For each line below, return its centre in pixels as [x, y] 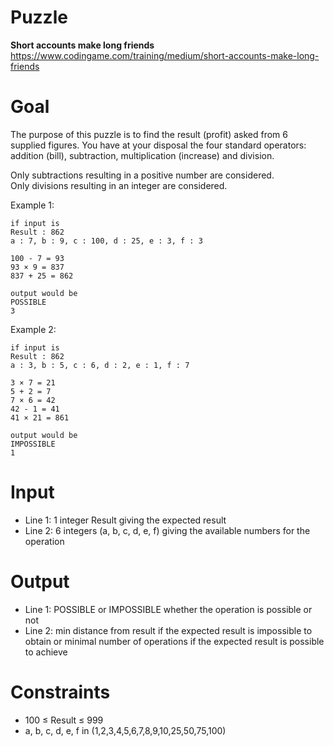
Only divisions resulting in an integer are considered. [119, 185]
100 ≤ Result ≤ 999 [64, 720]
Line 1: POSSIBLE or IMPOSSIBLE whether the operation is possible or [168, 609]
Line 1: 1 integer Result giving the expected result [125, 520]
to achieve [46, 652]
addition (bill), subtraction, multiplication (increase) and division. [142, 155]
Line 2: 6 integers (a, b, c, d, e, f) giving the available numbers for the [167, 530]
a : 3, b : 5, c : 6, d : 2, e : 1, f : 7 [100, 365]
